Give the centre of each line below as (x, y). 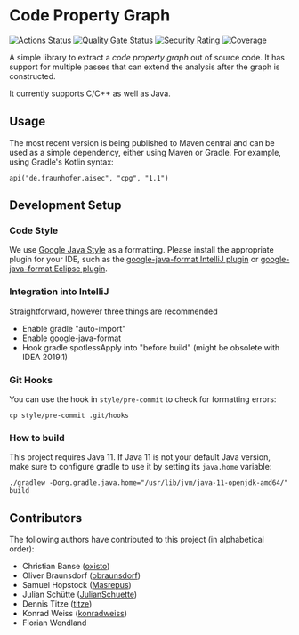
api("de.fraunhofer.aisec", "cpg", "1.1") (89, 178)
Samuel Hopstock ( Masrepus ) (77, 585)
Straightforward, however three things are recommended (113, 311)
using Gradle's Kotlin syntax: (61, 162)
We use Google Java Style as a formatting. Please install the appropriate (141, 250)
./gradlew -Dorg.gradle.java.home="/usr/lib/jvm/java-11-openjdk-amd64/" (149, 483)
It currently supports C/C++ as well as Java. (90, 93)
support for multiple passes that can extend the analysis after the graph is (145, 67)
